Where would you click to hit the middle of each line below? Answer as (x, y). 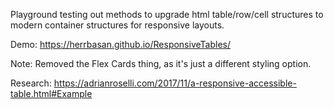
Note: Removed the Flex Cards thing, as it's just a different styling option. (161, 63)
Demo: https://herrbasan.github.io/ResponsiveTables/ (120, 44)
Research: (31, 83)
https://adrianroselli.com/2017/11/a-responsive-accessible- (175, 83)
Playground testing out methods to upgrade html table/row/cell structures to (167, 14)
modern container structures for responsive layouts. (117, 25)
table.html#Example (51, 93)
